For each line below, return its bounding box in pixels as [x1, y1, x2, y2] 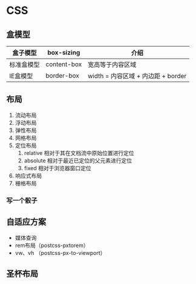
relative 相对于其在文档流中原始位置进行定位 [24, 149, 134, 156]
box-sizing [47, 48, 80, 56]
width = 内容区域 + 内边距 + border [87, 72, 187, 80]
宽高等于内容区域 [87, 61, 137, 68]
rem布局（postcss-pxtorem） [15, 242, 89, 249]
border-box [45, 71, 80, 79]
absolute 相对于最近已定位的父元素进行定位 [24, 157, 132, 164]
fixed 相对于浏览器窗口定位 [24, 164, 92, 171]
